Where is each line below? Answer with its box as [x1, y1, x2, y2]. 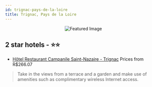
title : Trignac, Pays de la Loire [5, 12, 77, 17]
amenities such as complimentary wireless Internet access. [17, 77, 139, 83]
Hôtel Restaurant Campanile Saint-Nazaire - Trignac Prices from [12, 56, 144, 62]
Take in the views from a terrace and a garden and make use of [17, 71, 148, 77]
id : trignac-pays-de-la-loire [5, 7, 68, 12]
